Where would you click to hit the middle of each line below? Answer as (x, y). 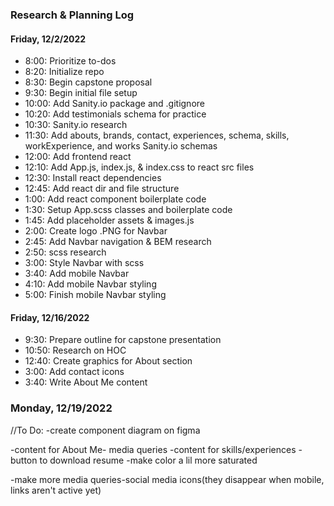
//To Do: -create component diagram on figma (105, 430)
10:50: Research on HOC (75, 350)
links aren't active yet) (56, 490)
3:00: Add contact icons (74, 372)
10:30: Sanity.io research (76, 125)
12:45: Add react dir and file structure (102, 189)
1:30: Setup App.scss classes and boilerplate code (128, 210)
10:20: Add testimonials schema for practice (115, 114)
